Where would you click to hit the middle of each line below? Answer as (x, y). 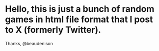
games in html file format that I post (79, 19)
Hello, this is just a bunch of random (80, 9)
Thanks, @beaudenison (29, 43)
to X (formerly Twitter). (53, 30)
